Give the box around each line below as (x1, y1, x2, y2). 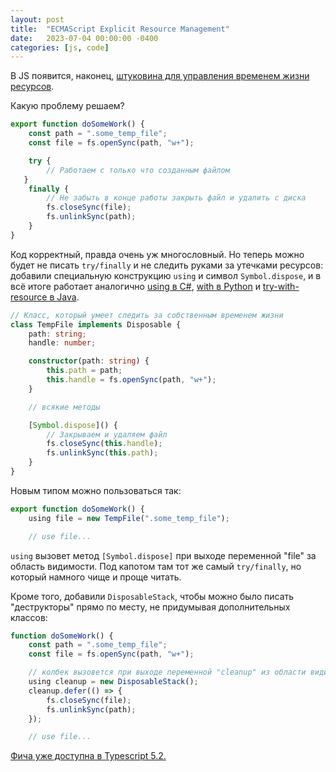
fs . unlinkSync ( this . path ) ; (46, 448, 159, 458)
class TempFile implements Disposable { (10, 319, 182, 330)
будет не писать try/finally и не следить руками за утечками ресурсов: (10, 259, 324, 271)
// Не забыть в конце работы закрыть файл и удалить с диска (46, 193, 307, 203)
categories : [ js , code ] (10, 42, 110, 53)
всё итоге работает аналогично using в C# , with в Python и (10, 280, 261, 292)
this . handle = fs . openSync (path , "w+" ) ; (46, 375, 217, 385)
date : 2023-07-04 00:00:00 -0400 (10, 33, 159, 43)
